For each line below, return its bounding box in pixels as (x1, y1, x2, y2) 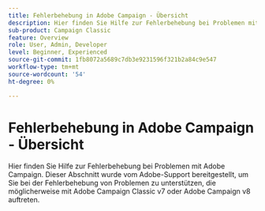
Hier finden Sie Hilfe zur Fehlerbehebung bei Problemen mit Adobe (8, 161, 226, 171)
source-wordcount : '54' (8, 70, 87, 78)
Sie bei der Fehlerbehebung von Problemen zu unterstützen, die (8, 179, 217, 188)
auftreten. (8, 195, 40, 205)
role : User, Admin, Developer (8, 41, 108, 49)
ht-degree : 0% (8, 77, 55, 85)
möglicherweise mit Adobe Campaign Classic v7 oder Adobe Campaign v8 (8, 187, 251, 196)
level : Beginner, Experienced (8, 48, 108, 56)
